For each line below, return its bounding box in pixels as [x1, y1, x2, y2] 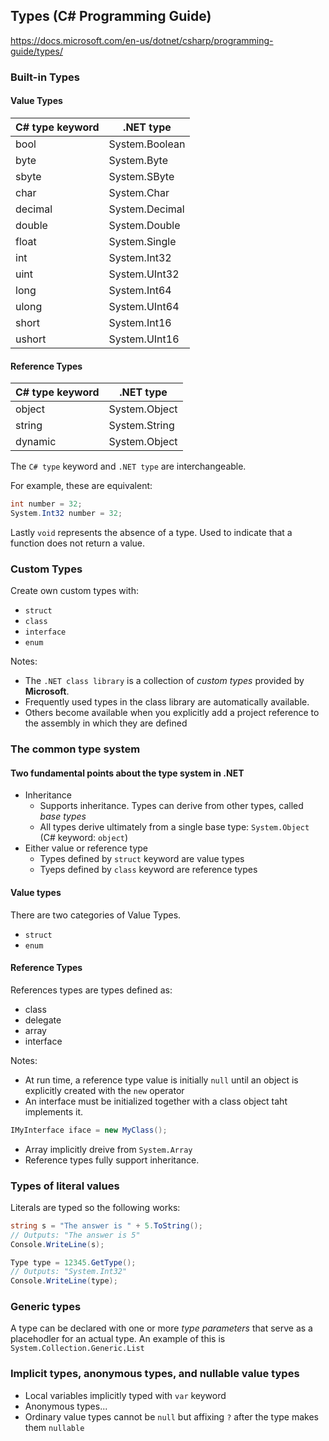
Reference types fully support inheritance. [24, 1154, 200, 1166]
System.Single [108, 234, 177, 248]
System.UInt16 [108, 332, 180, 346]
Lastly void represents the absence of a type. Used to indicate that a [10, 526, 293, 538]
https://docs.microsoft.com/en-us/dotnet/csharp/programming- [10, 34, 274, 46]
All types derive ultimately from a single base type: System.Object [39, 821, 310, 833]
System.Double [108, 218, 181, 232]
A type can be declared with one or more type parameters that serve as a [10, 1322, 313, 1334]
